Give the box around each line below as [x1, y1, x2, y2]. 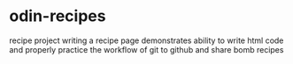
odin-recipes [9, 6, 106, 26]
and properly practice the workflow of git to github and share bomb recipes [9, 44, 284, 54]
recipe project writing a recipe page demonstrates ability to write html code [9, 35, 284, 46]
